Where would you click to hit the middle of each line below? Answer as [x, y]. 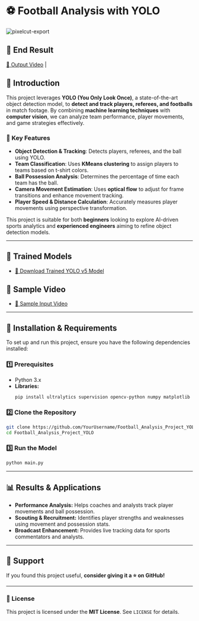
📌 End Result [30, 50]
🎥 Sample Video [36, 289]
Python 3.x [28, 379]
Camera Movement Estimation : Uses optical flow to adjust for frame [99, 189]
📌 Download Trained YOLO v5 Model [60, 271]
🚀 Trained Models [39, 257]
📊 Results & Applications [54, 488]
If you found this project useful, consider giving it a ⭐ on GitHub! [86, 575]
